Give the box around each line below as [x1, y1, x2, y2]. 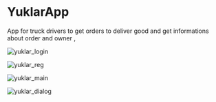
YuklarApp [7, 4, 69, 20]
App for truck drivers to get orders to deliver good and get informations [7, 27, 209, 35]
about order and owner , [7, 34, 76, 42]
